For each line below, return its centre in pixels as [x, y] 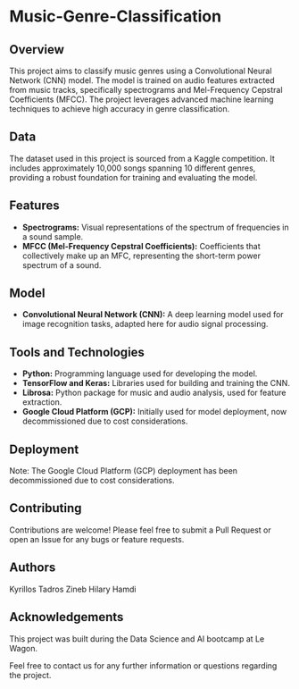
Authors [33, 568]
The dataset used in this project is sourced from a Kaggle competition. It [142, 158]
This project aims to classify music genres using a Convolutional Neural [141, 71]
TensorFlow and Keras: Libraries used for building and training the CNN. [156, 383]
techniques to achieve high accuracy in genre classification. [120, 109]
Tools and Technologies [77, 352]
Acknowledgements [66, 617]
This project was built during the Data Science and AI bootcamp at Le [137, 639]
